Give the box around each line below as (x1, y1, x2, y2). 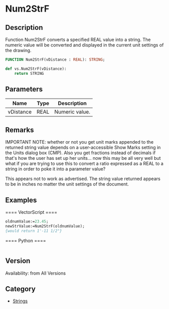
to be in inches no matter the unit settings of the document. (5, 181, 129, 187)
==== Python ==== (5, 237, 47, 243)
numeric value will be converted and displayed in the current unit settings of (5, 42, 164, 48)
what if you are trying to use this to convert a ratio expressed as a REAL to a (5, 160, 163, 167)
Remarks (5, 125, 34, 134)
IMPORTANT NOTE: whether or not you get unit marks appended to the (5, 139, 154, 145)
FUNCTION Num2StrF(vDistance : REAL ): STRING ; (5, 57, 105, 62)
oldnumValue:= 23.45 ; (5, 219, 49, 224)
